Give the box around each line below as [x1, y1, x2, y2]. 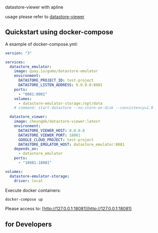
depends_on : [14, 147, 39, 152]
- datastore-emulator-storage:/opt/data [18, 101, 103, 106]
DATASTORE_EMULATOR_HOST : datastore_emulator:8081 [18, 142, 125, 147]
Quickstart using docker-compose [5, 28, 114, 37]
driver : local [14, 178, 43, 183]
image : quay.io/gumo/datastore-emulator [14, 69, 98, 74]
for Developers [5, 220, 52, 229]
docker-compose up [5, 197, 43, 202]
